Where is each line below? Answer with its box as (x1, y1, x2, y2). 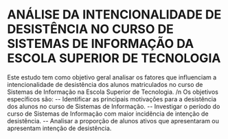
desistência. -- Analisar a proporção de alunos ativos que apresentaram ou (7, 116, 220, 125)
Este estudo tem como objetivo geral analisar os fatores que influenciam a (7, 73, 217, 81)
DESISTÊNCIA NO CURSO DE (7, 21, 174, 37)
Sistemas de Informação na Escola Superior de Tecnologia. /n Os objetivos (7, 88, 218, 96)
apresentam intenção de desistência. (7, 124, 112, 132)
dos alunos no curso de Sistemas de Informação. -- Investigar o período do (7, 102, 220, 110)
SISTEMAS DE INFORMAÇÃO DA (7, 36, 194, 51)
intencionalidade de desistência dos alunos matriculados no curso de (7, 80, 203, 88)
